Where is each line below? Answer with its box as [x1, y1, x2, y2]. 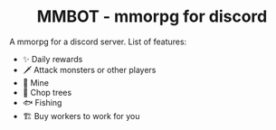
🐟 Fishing [22, 97, 62, 107]
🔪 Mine [22, 77, 50, 88]
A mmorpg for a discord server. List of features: [9, 36, 187, 47]
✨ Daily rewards [22, 53, 83, 64]
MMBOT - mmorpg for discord [36, 6, 268, 27]
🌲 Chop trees [22, 87, 72, 97]
